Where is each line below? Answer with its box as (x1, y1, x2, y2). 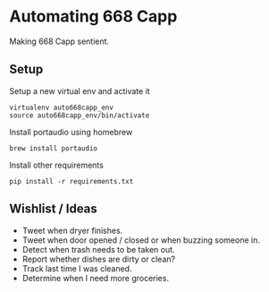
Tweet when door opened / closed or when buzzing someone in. (21, 235, 261, 245)
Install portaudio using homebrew (9, 126, 133, 137)
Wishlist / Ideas (9, 202, 98, 217)
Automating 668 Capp (9, 6, 178, 27)
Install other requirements (9, 159, 105, 170)
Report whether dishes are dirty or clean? (21, 253, 176, 264)
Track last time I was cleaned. (21, 262, 132, 274)
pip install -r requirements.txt (9, 176, 134, 185)
